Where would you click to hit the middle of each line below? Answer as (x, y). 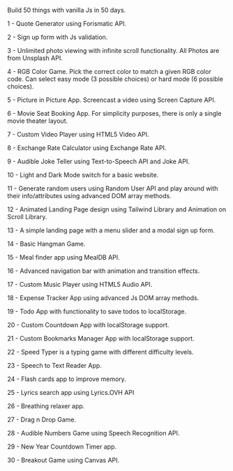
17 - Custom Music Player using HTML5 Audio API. (80, 284)
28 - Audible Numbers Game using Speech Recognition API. (93, 433)
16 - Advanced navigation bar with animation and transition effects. (104, 271)
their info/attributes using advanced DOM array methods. (90, 196)
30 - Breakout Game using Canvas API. (63, 460)
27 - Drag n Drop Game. (42, 419)
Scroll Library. (27, 217)
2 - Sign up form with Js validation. (58, 37)
